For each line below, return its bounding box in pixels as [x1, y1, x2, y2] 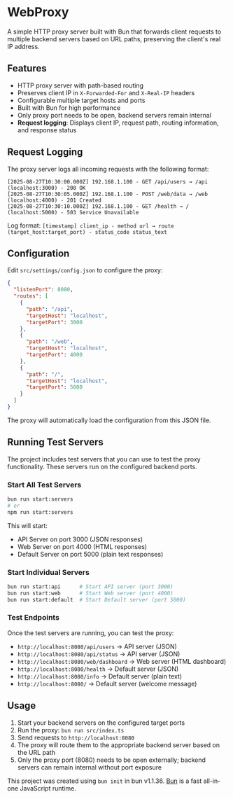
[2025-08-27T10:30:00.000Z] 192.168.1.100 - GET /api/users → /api [7, 178, 209, 186]
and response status [17, 125, 77, 134]
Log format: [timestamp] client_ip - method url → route [7, 221, 174, 230]
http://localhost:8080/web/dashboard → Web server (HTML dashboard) [17, 657, 227, 665]
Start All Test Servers [7, 480, 82, 489]
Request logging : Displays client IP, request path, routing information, [17, 118, 219, 127]
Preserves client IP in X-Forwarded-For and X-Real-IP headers [17, 88, 195, 97]
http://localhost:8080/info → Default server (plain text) [17, 672, 183, 680]
